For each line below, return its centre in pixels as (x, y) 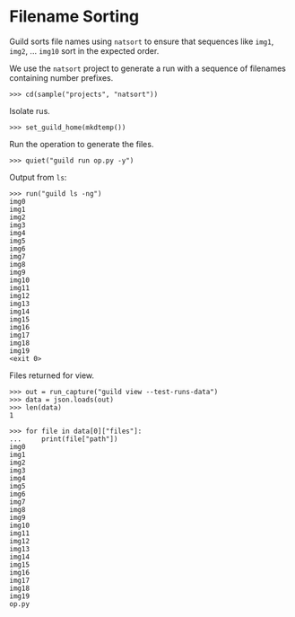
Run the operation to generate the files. (82, 144)
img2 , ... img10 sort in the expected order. (84, 50)
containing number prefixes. (61, 77)
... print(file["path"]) (64, 439)
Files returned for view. (52, 375)
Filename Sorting (74, 17)
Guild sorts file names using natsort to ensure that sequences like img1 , (142, 41)
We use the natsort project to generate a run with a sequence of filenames (148, 68)
